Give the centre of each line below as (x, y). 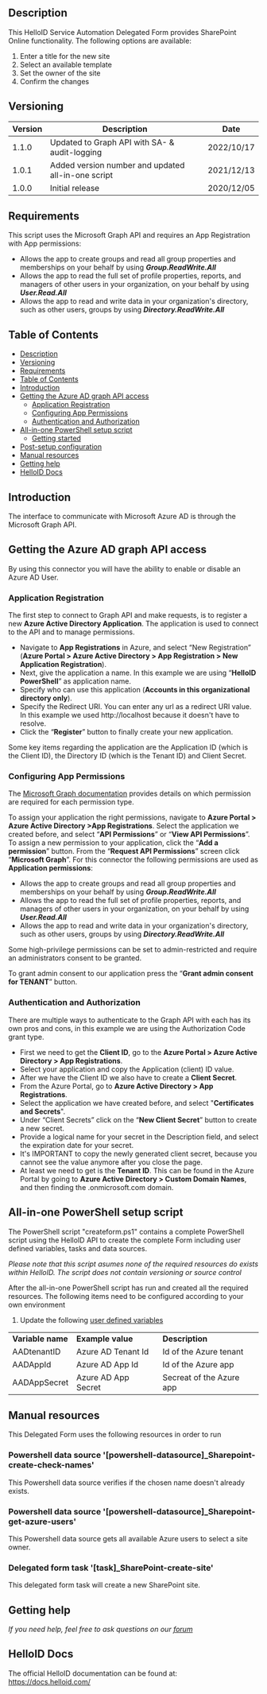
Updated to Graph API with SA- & (112, 142)
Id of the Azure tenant (203, 1351)
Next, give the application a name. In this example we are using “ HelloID (138, 673)
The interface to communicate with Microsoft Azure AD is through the (122, 517)
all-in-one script (82, 175)
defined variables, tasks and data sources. (78, 1248)
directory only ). (46, 698)
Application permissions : (50, 868)
